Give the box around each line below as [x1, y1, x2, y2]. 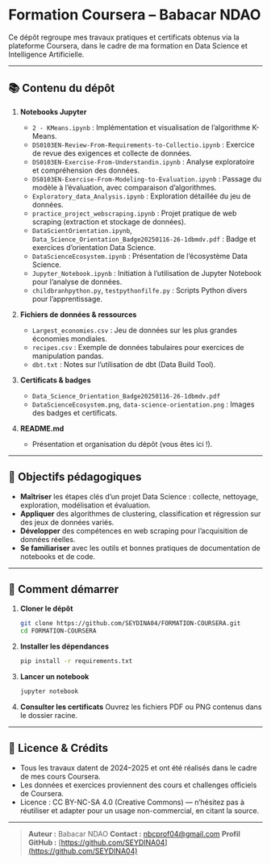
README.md [19, 424, 65, 433]
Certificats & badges [19, 375, 91, 385]
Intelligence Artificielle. [8, 49, 85, 59]
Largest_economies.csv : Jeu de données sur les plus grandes [31, 325, 238, 335]
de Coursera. [19, 788, 65, 798]
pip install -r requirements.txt [19, 657, 133, 666]
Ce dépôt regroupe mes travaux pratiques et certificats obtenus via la [8, 32, 240, 42]
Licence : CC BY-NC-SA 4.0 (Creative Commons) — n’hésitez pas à [19, 797, 244, 807]
